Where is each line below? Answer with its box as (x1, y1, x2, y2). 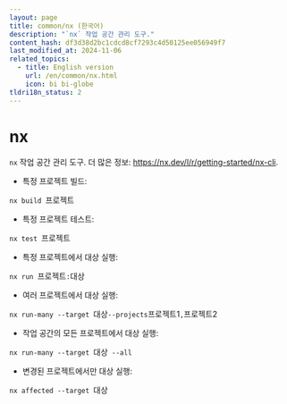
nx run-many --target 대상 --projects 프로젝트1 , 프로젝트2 (9, 309, 218, 320)
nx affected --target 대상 (9, 385, 109, 396)
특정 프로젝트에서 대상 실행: (21, 252, 119, 263)
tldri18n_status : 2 (9, 88, 82, 97)
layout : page (9, 13, 58, 22)
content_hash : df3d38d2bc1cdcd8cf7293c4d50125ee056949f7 (9, 38, 226, 47)
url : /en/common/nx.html (25, 72, 118, 80)
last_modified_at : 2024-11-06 (9, 46, 122, 55)
